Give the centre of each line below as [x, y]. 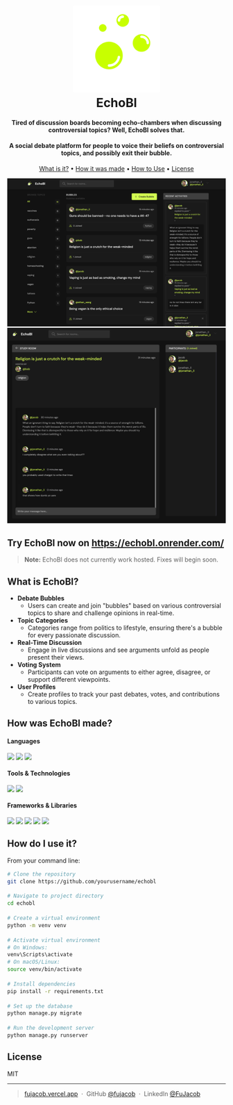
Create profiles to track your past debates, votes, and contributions [123, 694]
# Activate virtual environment [54, 940]
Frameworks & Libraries [42, 805]
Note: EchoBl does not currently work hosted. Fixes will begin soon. [121, 559]
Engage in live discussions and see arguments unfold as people [118, 650]
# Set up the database [40, 1006]
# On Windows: [28, 947]
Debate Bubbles [41, 598]
